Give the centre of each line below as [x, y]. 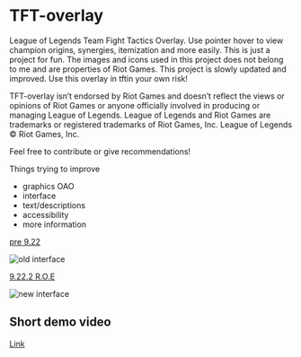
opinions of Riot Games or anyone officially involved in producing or [135, 105]
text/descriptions [54, 205]
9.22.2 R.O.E [32, 276]
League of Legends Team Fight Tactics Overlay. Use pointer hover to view [146, 40]
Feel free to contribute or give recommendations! [100, 151]
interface [39, 196]
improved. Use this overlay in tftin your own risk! [99, 78]
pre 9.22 [25, 241]
